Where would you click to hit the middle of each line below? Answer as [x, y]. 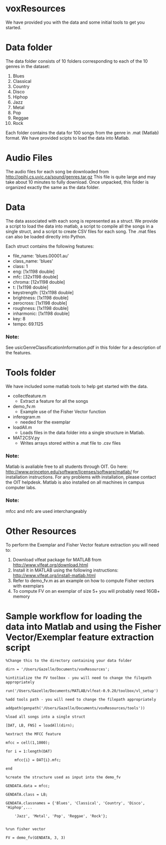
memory [21, 596]
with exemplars [28, 586]
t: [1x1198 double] [30, 287]
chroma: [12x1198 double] [39, 282]
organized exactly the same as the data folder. [53, 187]
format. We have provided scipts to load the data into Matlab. [68, 138]
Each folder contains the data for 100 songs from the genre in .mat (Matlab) [82, 133]
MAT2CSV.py [26, 438]
